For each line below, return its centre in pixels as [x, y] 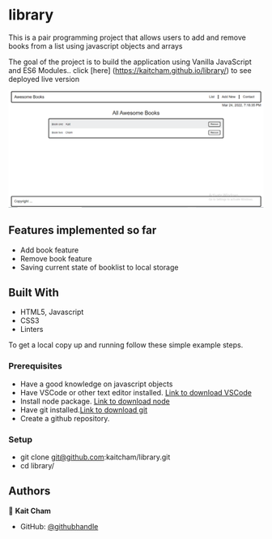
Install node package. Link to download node [95, 401]
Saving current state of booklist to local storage [99, 267]
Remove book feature [56, 258]
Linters [32, 330]
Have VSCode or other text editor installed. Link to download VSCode [136, 392]
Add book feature [49, 250]
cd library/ [37, 465]
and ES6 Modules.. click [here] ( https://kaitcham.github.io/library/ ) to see [130, 70]
